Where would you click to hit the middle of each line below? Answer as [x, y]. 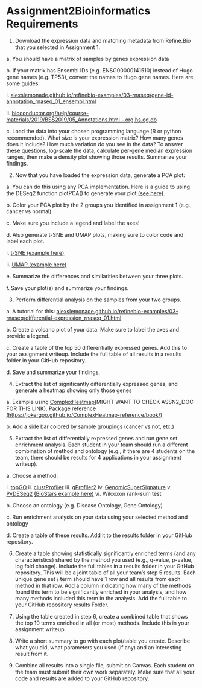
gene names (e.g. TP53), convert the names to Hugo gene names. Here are [100, 77]
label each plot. [25, 241]
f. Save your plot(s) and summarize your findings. [68, 288]
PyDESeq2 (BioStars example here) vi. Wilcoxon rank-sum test [84, 493]
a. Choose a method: [32, 475]
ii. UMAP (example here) [36, 265]
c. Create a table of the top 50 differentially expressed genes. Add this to [97, 347]
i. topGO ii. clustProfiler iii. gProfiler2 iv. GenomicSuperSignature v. [89, 487]
